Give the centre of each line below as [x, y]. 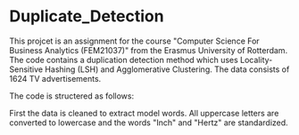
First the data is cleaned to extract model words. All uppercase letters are [144, 113]
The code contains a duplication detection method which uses [124, 60]
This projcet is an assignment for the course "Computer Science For [135, 41]
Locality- [256, 60]
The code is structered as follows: [72, 96]
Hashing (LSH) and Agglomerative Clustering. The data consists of [167, 69]
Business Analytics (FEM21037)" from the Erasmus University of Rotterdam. [149, 50]
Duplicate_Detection [87, 16]
